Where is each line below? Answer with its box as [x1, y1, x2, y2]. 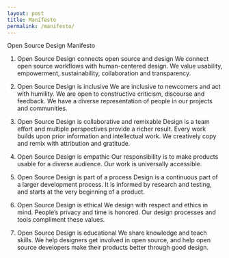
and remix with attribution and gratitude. [16, 140, 131, 148]
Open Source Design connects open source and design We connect [16, 55, 209, 63]
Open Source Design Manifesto [7, 42, 96, 50]
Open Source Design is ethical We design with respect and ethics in [16, 201, 208, 209]
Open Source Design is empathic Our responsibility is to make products [16, 153, 219, 161]
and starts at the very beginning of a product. [16, 188, 146, 196]
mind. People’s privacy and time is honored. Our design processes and [16, 208, 217, 216]
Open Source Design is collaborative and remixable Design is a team [16, 118, 210, 126]
